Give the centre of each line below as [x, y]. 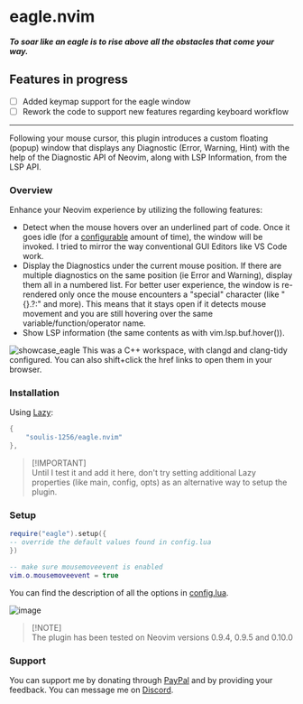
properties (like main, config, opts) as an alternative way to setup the [159, 482]
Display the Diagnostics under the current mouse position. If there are [152, 266]
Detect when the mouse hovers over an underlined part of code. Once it [156, 227]
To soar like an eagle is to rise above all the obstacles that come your [142, 42]
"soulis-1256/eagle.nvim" [74, 438]
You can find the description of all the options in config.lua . [119, 592]
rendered [39, 294]
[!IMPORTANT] [59, 463]
